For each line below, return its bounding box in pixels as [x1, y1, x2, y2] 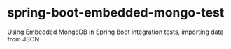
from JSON [7, 35, 40, 43]
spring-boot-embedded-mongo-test [7, 5, 225, 21]
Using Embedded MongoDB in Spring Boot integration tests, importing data [7, 28, 224, 36]
